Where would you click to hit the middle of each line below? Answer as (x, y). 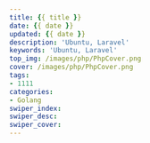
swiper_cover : (36, 125)
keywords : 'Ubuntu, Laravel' (63, 51)
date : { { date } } (42, 26)
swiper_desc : (33, 116)
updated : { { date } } (48, 34)
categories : (31, 91)
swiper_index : (36, 108)
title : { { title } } (46, 17)
